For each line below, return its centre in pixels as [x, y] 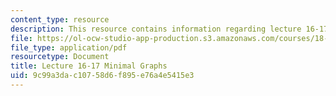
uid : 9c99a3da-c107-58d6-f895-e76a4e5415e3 [102, 76]
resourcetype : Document [60, 57]
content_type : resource [60, 19]
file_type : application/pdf [69, 47]
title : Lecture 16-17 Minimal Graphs [89, 66]
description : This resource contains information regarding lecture [156, 29]
